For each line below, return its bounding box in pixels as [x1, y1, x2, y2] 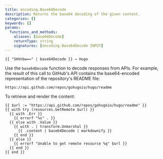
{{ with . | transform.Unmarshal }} [14, 124, 89, 129]
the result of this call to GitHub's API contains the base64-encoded [5, 70, 140, 76]
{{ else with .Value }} [9, 120, 57, 124]
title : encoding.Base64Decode [5, 7, 67, 12]
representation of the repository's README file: [5, 75, 100, 81]
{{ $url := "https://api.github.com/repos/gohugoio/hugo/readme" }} [5, 103, 147, 107]
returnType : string [14, 39, 54, 44]
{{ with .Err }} [9, 111, 42, 116]
